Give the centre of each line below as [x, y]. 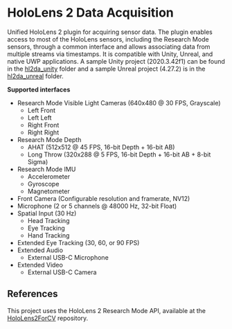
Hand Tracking [48, 235]
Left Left [39, 117]
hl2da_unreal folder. [35, 76]
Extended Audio [40, 250]
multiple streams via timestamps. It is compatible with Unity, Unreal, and [110, 54]
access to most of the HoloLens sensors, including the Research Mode [108, 39]
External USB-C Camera [62, 272]
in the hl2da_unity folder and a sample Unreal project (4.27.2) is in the [106, 69]
